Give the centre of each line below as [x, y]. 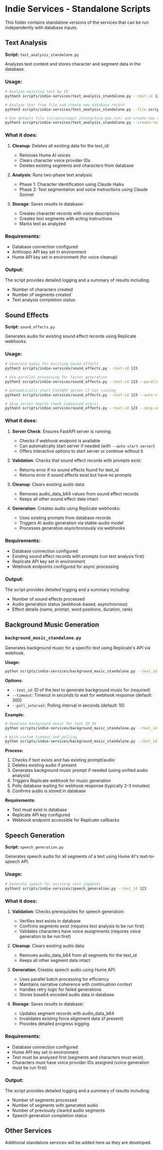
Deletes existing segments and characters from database [76, 165]
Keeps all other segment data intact [55, 960]
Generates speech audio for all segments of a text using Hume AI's [72, 857]
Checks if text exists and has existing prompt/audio [63, 760]
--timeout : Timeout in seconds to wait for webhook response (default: [82, 695]
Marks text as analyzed [43, 224]
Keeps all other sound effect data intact [59, 499]
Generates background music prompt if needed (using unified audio [80, 770]
